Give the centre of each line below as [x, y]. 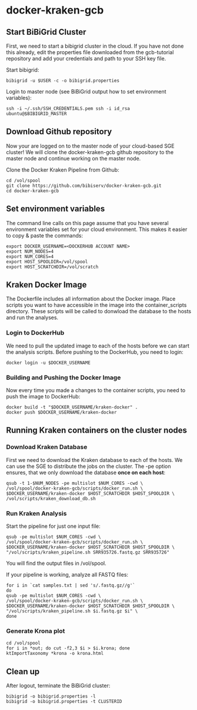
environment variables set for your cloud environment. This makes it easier [97, 229]
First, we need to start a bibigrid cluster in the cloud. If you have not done [95, 46]
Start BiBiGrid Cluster [46, 32]
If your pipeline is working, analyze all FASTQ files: [67, 575]
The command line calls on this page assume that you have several [87, 223]
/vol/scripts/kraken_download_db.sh [51, 498]
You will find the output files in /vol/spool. [56, 563]
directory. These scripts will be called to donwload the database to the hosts [99, 312]
